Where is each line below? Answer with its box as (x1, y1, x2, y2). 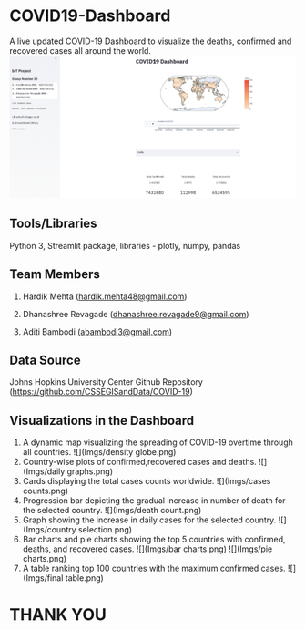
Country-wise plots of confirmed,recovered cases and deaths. (22, 457, 257, 468)
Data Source (9, 352, 81, 367)
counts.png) (22, 485, 69, 497)
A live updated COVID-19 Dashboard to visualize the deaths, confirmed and (9, 36, 292, 46)
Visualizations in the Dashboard (9, 412, 195, 429)
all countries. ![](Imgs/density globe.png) (22, 447, 177, 458)
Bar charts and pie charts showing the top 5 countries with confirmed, (22, 534, 286, 545)
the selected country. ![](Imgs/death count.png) (22, 505, 202, 516)
